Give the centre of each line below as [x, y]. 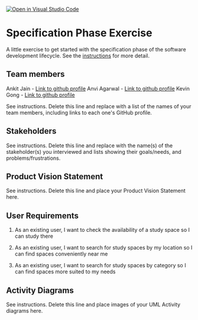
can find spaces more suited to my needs [65, 271]
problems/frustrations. [33, 158]
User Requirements [42, 216]
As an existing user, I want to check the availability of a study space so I [102, 230]
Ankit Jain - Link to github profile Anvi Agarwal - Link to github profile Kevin [98, 88]
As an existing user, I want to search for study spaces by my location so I [103, 248]
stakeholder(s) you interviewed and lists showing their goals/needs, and [94, 151]
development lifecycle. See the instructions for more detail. [78, 56]
